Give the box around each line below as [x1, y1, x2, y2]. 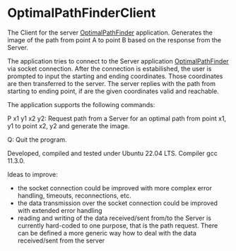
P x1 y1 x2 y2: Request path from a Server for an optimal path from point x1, [7, 114, 227, 123]
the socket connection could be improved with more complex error [17, 183, 212, 192]
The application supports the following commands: [7, 100, 155, 109]
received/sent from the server [17, 236, 105, 245]
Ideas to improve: [7, 170, 58, 178]
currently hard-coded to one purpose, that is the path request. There [17, 221, 218, 230]
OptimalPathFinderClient [7, 5, 156, 21]
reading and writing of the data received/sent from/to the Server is [17, 214, 212, 222]
